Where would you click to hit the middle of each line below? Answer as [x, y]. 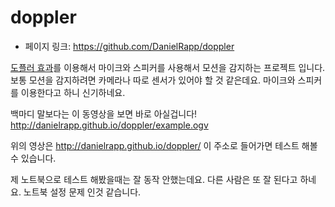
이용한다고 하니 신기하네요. [73, 92]
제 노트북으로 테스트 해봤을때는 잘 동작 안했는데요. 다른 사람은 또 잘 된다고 [154, 179]
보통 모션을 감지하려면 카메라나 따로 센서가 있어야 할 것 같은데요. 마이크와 [153, 80]
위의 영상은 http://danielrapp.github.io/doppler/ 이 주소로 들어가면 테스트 [155, 145]
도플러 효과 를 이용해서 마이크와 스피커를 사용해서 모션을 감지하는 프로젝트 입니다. [168, 67]
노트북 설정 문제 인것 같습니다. [82, 192]
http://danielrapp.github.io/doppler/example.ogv [109, 125]
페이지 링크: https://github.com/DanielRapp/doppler [129, 46]
